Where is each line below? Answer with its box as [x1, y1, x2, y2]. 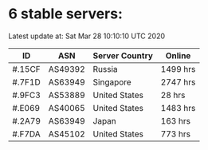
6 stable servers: [8, 5, 124, 23]
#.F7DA [12, 128, 41, 140]
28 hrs [160, 89, 186, 101]
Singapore [92, 77, 131, 88]
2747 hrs [160, 77, 196, 88]
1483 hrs [160, 102, 196, 113]
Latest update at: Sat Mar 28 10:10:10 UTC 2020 [8, 31, 166, 41]
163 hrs [160, 115, 191, 126]
